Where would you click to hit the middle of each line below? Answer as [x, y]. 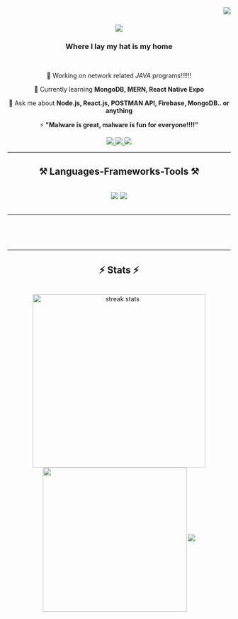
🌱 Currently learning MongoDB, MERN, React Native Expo [119, 90]
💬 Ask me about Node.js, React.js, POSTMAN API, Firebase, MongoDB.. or [119, 103]
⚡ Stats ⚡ [119, 270]
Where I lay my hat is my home [119, 47]
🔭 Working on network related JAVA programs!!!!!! [119, 76]
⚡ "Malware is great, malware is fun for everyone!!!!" [119, 125]
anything [119, 111]
